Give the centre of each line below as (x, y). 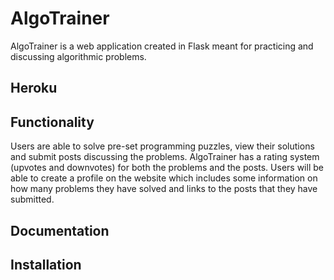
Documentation (60, 230)
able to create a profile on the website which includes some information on (164, 178)
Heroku (34, 88)
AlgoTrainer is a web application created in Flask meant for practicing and (162, 46)
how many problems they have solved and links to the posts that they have (164, 189)
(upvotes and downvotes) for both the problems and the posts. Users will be (167, 168)
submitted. (32, 199)
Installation (46, 264)
